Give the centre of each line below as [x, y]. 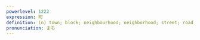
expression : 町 [24, 17]
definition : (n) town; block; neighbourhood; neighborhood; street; [93, 22]
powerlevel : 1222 [28, 11]
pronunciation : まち [31, 28]
